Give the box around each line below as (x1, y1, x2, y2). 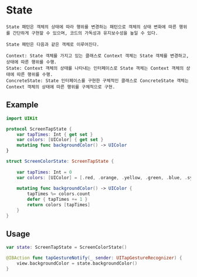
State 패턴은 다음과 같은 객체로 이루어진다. (6, 42, 100, 47)
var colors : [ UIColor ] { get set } (16, 137, 104, 143)
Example (6, 100, 39, 110)
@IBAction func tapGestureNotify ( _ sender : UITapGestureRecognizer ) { (6, 255, 182, 261)
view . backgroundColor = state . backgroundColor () (16, 261, 138, 266)
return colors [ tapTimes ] (27, 202, 91, 208)
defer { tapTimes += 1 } (27, 197, 88, 203)
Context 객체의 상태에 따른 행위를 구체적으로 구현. (6, 84, 116, 90)
